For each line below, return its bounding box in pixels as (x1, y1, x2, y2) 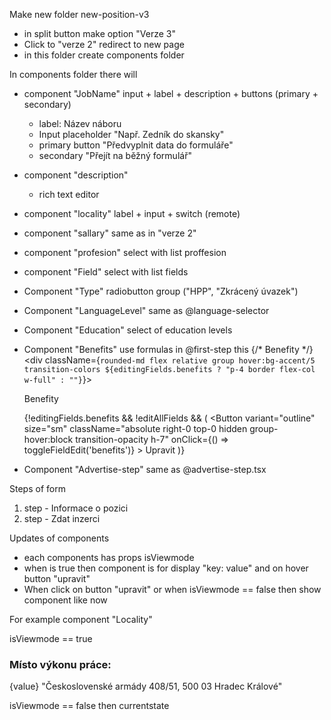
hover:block (23, 434, 74, 445)
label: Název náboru (38, 118, 122, 129)
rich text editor (38, 189, 100, 200)
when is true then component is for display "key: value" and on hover (23, 562, 309, 574)
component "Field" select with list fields (23, 266, 189, 278)
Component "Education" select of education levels (23, 324, 233, 336)
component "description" (23, 169, 129, 181)
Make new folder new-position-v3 (9, 9, 150, 20)
